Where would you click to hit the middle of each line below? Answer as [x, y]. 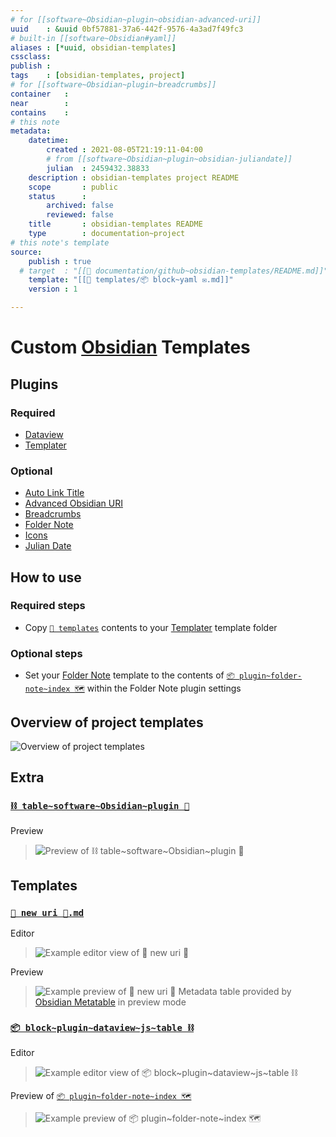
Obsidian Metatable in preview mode [110, 1002]
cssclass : [31, 57]
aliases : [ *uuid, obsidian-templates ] [93, 47]
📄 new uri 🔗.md [47, 912]
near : [40, 103]
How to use [46, 577]
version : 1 [53, 289]
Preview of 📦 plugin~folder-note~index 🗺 [101, 1095]
